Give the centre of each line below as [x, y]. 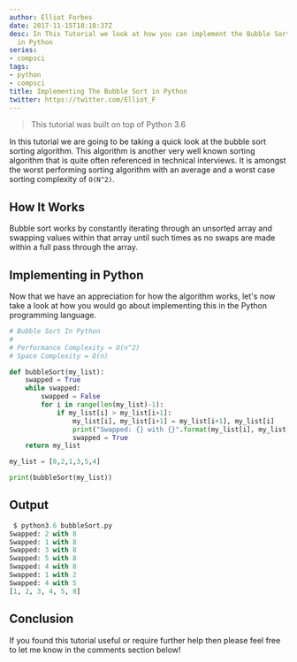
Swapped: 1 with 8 [43, 542]
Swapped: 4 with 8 [43, 567]
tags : [19, 67]
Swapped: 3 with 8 [43, 550]
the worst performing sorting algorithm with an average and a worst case [142, 170]
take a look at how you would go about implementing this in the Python [138, 305]
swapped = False [71, 397]
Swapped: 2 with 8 [43, 534]
